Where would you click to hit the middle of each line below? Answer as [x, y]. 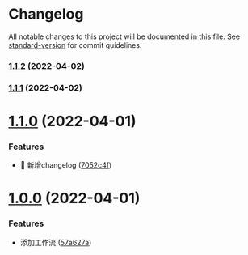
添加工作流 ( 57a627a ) [56, 242]
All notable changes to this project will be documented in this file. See [124, 36]
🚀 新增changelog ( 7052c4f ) [66, 165]
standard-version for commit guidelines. [75, 45]
